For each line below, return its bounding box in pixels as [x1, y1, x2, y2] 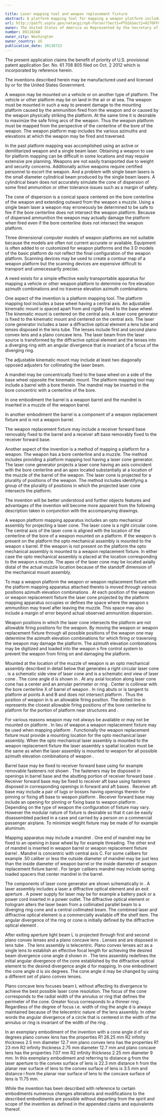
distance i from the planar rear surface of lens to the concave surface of [5, 1070, 150, 1076]
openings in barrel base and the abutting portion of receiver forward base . [5, 773, 156, 779]
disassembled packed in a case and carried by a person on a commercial [5, 814, 152, 820]
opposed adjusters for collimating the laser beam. [5, 362, 105, 368]
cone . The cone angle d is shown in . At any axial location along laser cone [5, 676, 156, 682]
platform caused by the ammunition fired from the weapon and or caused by [5, 107, 159, 113]
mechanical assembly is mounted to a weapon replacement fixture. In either [5, 548, 158, 554]
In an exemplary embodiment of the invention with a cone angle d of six [5, 1029, 149, 1035]
